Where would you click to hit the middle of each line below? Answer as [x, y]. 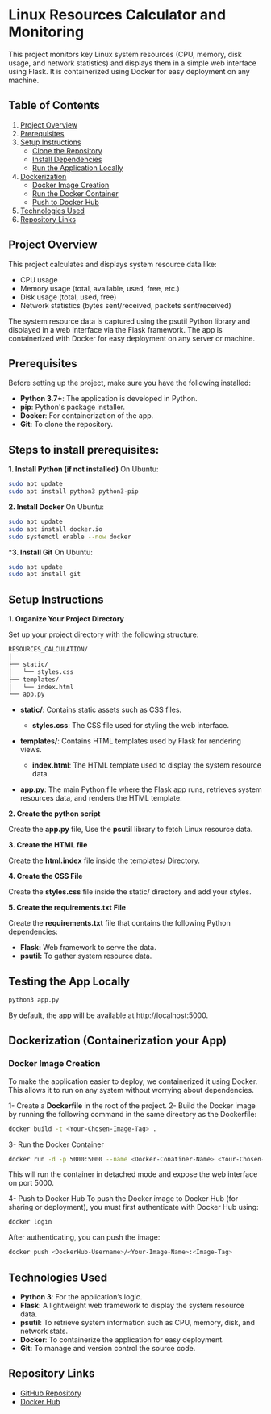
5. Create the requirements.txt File [67, 908]
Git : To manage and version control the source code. [108, 1348]
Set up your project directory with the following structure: [104, 634]
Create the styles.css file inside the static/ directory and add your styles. [130, 892]
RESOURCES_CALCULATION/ [48, 650]
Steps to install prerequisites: [84, 450]
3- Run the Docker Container [56, 1144]
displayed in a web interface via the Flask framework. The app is [116, 329]
